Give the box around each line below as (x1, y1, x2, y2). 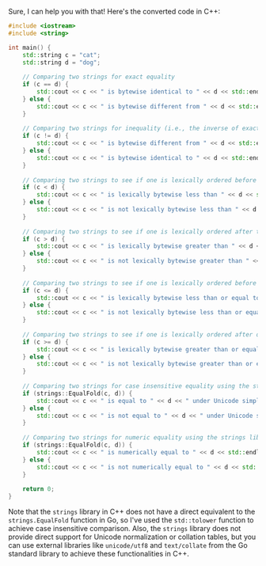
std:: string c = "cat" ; (22, 51, 101, 59)
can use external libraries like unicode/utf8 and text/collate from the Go (8, 541, 248, 549)
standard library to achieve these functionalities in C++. (8, 549, 190, 558)
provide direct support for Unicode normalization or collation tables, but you (8, 532, 256, 541)
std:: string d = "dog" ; (22, 59, 101, 66)
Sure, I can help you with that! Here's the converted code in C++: (8, 7, 221, 16)
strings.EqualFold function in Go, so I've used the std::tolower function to (8, 515, 255, 525)
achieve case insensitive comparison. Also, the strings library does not (8, 524, 241, 533)
